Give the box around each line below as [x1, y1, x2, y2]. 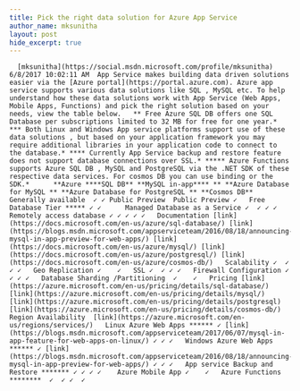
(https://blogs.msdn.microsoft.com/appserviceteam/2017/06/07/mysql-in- [9, 328, 286, 338]
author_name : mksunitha [9, 21, 98, 30]
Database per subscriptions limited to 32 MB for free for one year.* [9, 117, 278, 126]
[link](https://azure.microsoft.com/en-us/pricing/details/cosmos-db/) [9, 305, 281, 314]
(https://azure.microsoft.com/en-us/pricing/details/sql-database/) [9, 282, 270, 291]
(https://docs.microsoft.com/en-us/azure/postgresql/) [9, 251, 218, 259]
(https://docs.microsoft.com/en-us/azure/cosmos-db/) [9, 259, 214, 268]
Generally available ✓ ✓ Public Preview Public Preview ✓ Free [9, 196, 266, 205]
